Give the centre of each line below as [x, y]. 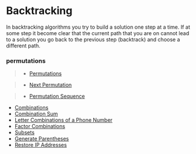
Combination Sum [36, 114]
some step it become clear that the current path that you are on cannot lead [98, 33]
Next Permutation [50, 85]
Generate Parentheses [42, 139]
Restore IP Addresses [41, 145]
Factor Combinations [40, 126]
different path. [23, 46]
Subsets [25, 132]
